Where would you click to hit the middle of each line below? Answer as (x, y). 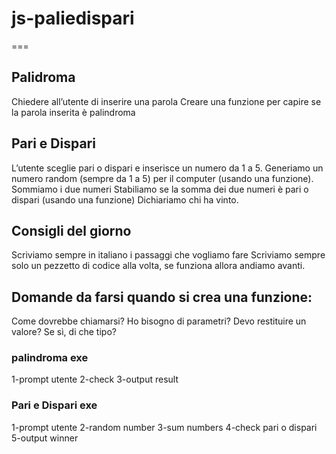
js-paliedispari (73, 18)
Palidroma (43, 77)
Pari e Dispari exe (54, 405)
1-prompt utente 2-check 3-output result (95, 379)
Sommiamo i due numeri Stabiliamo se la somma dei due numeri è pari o (160, 189)
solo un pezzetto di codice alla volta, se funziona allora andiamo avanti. (158, 266)
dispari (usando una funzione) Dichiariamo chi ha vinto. (125, 199)
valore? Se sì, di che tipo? (64, 332)
